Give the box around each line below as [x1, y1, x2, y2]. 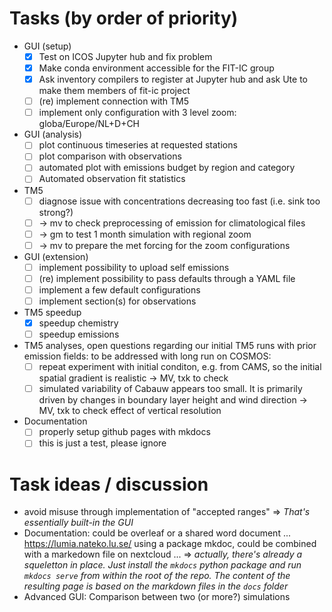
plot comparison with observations [38, 150, 182, 162]
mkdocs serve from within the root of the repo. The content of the [23, 570, 291, 582]
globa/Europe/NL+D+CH [38, 118, 141, 130]
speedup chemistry [38, 317, 119, 329]
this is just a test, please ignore [38, 437, 167, 449]
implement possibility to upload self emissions [38, 261, 230, 273]
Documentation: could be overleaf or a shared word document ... [23, 527, 292, 539]
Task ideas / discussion [9, 473, 209, 496]
